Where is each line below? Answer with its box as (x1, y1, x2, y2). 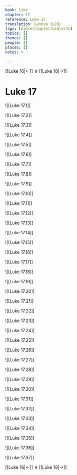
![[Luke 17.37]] (5, 455, 34, 461)
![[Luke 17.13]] (5, 220, 33, 226)
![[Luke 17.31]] (5, 396, 33, 402)
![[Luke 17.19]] (5, 279, 33, 285)
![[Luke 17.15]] (5, 239, 33, 245)
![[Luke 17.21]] (5, 298, 34, 304)
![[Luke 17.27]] (5, 357, 34, 363)
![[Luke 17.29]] (5, 377, 35, 383)
